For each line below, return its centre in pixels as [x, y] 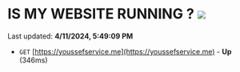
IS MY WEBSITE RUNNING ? [101, 14]
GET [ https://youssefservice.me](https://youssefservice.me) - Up [125, 51]
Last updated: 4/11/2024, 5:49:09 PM [70, 36]
